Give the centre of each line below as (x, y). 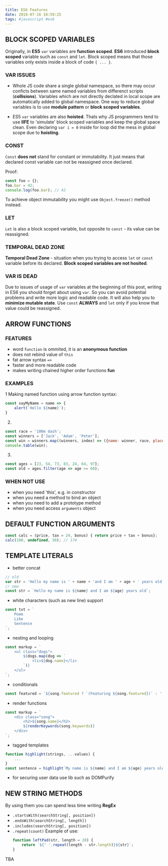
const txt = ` (20, 610)
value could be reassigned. (33, 308)
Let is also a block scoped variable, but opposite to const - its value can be (82, 228)
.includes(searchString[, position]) (52, 826)
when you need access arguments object (54, 508)
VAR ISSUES (20, 75)
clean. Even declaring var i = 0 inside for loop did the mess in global (84, 127)
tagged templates (30, 745)
